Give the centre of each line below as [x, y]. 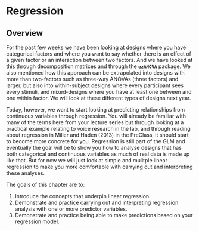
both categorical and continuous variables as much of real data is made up [98, 154]
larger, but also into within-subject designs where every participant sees [95, 85]
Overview [25, 33]
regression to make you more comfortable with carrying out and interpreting [99, 167]
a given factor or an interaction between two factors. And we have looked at [99, 60]
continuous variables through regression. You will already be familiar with [96, 116]
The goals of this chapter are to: [46, 184]
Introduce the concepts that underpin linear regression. [83, 196]
